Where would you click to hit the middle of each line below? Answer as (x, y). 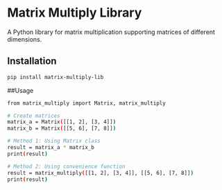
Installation (32, 61)
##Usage (20, 90)
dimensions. (25, 39)
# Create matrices (34, 116)
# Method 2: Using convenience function (67, 166)
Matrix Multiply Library (75, 13)
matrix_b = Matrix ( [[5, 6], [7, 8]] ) (62, 129)
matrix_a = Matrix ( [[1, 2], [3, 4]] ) (62, 122)
